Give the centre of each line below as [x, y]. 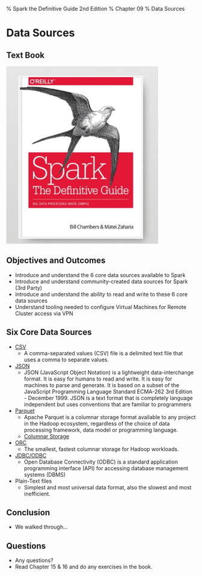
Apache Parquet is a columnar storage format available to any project [110, 417]
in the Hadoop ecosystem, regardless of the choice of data [97, 423]
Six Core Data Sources [49, 332]
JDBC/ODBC [31, 455]
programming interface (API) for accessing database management [106, 468]
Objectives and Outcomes [56, 261]
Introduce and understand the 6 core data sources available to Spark [100, 275]
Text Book [26, 55]
